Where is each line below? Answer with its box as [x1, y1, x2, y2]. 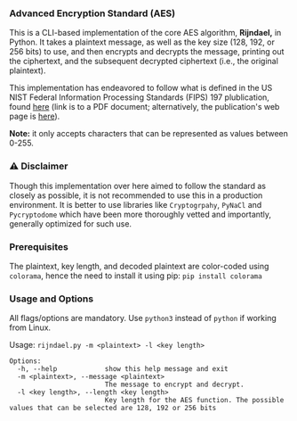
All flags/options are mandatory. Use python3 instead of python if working [9, 313, 277, 324]
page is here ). [9, 111, 60, 122]
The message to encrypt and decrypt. [104, 380, 245, 390]
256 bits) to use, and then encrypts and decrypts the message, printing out [9, 46, 285, 57]
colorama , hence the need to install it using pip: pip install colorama [9, 270, 262, 281]
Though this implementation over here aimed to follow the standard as [9, 180, 267, 191]
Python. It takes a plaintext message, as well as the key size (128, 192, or [9, 37, 276, 47]
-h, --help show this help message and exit [17, 365, 229, 374]
